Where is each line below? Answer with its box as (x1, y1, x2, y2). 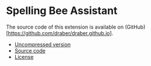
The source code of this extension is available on (6, 23, 124, 30)
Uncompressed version (14, 41, 71, 48)
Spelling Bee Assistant (6, 4, 118, 18)
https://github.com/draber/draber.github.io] (8, 29, 112, 36)
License (14, 53, 34, 60)
